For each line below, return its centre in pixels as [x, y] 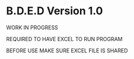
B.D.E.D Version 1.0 [55, 11]
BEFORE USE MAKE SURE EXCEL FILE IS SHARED [67, 50]
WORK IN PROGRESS [32, 27]
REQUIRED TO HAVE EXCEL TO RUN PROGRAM [64, 39]
